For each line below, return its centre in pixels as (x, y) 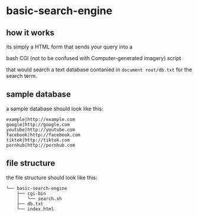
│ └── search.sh (39, 199)
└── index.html (35, 209)
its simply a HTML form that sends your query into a (69, 47)
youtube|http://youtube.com (41, 130)
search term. (22, 76)
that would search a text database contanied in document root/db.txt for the (99, 70)
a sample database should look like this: (55, 108)
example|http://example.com (41, 119)
